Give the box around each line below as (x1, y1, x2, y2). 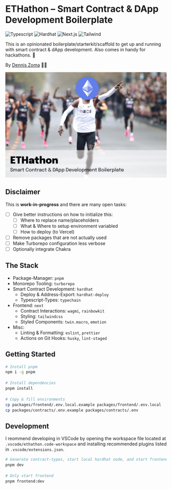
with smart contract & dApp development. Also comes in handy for (5, 46, 146, 52)
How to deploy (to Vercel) (20, 228, 75, 234)
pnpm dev (5, 462, 24, 468)
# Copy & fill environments (5, 396, 66, 402)
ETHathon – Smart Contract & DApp (5, 3, 159, 15)
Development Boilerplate (5, 14, 113, 26)
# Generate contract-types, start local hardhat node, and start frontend (5, 457, 168, 462)
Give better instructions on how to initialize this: (12, 211, 113, 218)
